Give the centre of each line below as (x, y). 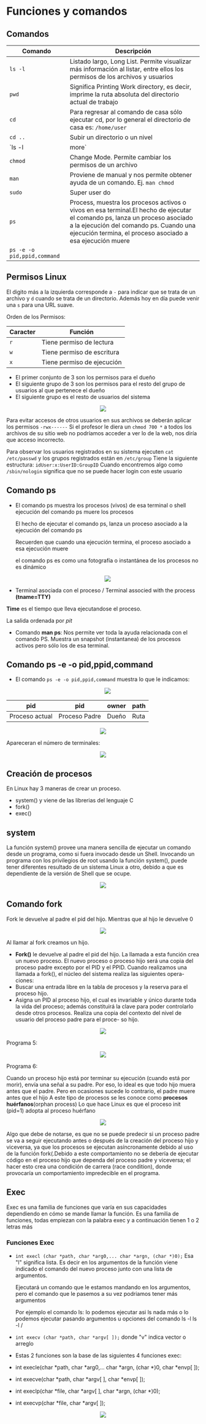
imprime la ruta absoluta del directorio (124, 94)
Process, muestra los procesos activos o (128, 202)
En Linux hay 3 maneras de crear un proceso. (64, 788)
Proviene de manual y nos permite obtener (131, 175)
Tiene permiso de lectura (78, 342)
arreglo (24, 1343)
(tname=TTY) (33, 596)
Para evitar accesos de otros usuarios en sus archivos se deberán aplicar (99, 420)
